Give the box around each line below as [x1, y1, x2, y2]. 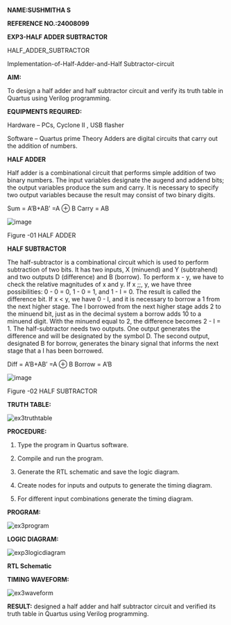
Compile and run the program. [17, 454, 104, 462]
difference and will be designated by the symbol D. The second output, [7, 332, 210, 340]
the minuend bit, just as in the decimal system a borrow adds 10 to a [7, 310, 202, 318]
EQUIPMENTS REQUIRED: [7, 108, 82, 115]
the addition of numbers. [7, 142, 78, 150]
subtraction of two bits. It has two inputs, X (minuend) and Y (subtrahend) [7, 265, 219, 274]
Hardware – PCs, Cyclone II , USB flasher [7, 121, 125, 129]
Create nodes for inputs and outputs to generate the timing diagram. [17, 481, 213, 489]
